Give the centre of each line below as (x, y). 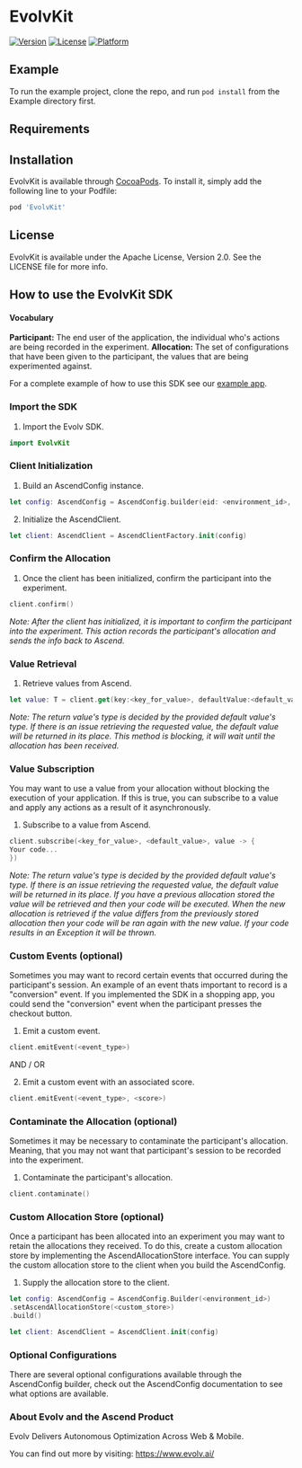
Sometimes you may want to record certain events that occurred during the (149, 976)
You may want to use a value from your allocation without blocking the (139, 789)
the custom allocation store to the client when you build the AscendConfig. (147, 1265)
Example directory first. (53, 101)
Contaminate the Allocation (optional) (93, 1121)
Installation (41, 159)
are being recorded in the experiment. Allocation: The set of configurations (149, 347)
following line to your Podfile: (63, 190)
